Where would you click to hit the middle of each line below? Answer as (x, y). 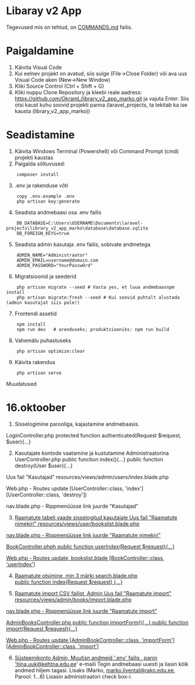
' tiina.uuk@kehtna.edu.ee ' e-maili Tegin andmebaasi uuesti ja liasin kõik (102, 664)
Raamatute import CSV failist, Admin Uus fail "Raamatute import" (93, 593)
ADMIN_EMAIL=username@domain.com (58, 260)
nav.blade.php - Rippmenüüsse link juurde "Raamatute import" (82, 611)
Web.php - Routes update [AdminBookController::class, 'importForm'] (90, 640)
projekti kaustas (34, 157)
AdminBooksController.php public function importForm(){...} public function (97, 622)
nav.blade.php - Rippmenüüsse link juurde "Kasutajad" (72, 506)
